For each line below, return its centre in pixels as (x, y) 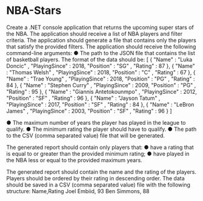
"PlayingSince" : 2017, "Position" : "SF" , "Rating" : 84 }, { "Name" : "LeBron (100, 104)
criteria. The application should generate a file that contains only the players (101, 40)
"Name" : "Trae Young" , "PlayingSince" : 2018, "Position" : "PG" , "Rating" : (101, 79)
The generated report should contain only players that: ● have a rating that (100, 147)
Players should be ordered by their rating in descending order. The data (95, 178)
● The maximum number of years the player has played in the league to (96, 122)
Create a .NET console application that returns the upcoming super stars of (100, 27)
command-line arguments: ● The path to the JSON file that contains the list (101, 53)
